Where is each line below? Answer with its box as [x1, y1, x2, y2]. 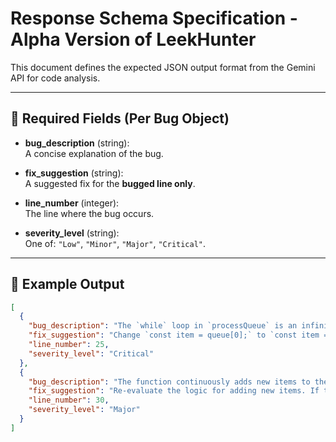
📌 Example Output [10, 276, 125, 293]
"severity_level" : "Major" [28, 405, 141, 415]
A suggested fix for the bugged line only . [24, 177, 196, 189]
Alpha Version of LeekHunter [10, 28, 257, 51]
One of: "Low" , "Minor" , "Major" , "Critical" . [24, 237, 207, 249]
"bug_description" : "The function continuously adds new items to [28, 377, 311, 387]
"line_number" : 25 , [28, 340, 110, 350]
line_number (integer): [24, 197, 120, 209]
